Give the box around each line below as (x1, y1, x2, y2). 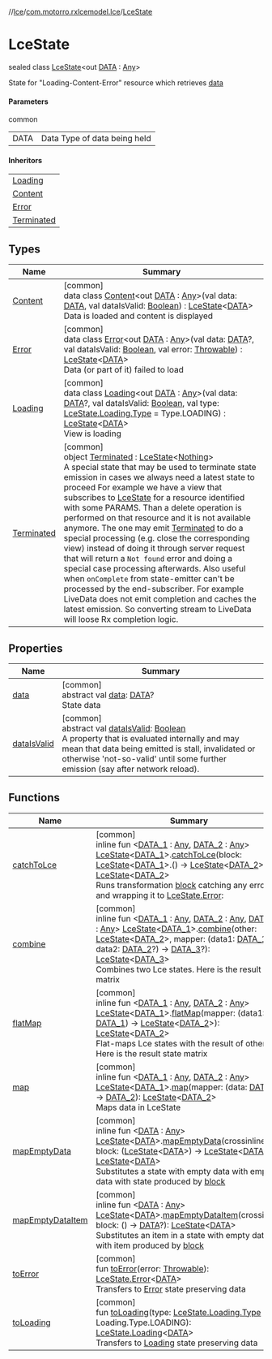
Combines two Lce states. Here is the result (96, 964, 261, 975)
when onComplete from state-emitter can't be (63, 573, 235, 585)
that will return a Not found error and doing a (63, 553, 233, 564)
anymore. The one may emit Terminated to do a (63, 523, 244, 534)
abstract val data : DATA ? (62, 689, 155, 701)
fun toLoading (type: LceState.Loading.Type (96, 1306, 261, 1318)
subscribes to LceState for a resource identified (63, 492, 245, 503)
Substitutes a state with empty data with (96, 1165, 249, 1176)
